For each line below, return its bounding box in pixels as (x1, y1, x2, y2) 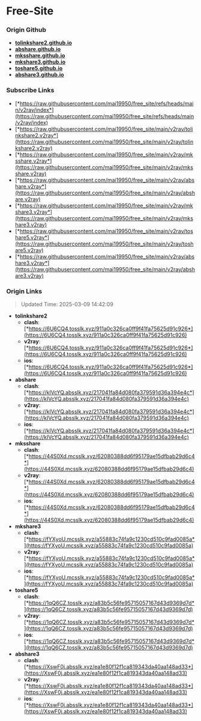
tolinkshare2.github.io (14, 39, 72, 46)
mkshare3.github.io (14, 58, 66, 65)
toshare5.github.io (14, 65, 63, 72)
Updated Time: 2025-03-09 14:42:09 (20, 301, 114, 308)
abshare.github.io (14, 46, 61, 53)
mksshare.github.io (14, 52, 65, 59)
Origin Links (6, 287, 43, 295)
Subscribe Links (6, 86, 55, 94)
